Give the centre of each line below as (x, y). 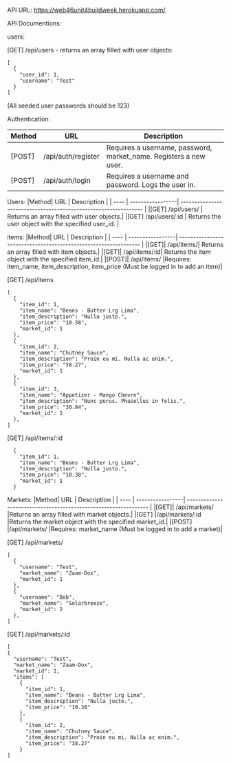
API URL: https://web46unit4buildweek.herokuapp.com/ (87, 10)
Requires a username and (147, 176)
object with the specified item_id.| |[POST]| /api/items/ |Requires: (99, 259)
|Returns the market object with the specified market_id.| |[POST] (100, 521)
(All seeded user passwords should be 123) (68, 106)
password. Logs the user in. (151, 185)
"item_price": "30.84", (54, 407)
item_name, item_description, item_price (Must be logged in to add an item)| (115, 266)
